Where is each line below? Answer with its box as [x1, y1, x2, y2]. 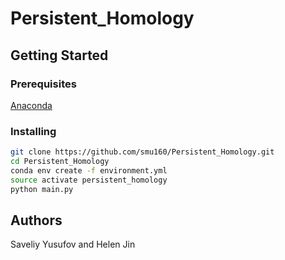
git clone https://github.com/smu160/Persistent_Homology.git [10, 147, 275, 157]
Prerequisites [10, 77, 77, 91]
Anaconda [10, 99, 53, 111]
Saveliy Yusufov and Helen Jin [10, 238, 136, 251]
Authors [10, 212, 63, 229]
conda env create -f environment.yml [10, 165, 168, 176]
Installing [10, 124, 57, 138]
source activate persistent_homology [10, 175, 168, 185]
